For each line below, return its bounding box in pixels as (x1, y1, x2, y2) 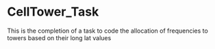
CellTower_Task (7, 4, 99, 20)
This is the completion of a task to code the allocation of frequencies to (7, 27, 209, 35)
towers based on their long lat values (7, 33, 112, 42)
